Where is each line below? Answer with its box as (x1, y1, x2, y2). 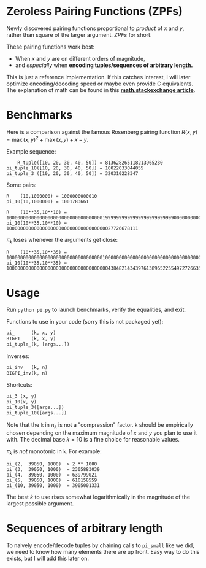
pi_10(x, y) (6, 399, 37, 405)
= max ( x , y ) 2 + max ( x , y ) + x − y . (6, 134, 89, 143)
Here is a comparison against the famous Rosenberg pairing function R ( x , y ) (6, 128, 198, 136)
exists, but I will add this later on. (6, 554, 89, 562)
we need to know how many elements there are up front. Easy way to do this (6, 548, 200, 555)
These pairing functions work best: (6, 43, 95, 50)
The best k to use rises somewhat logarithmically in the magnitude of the (6, 493, 191, 500)
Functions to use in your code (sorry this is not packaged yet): (6, 318, 164, 325)
